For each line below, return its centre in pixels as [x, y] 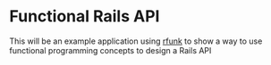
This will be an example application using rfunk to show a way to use [136, 41]
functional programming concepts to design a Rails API [110, 50]
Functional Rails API [85, 16]
